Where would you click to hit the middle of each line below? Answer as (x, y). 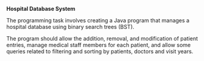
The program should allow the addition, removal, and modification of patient (102, 38)
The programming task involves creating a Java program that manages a (98, 20)
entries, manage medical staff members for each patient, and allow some (99, 45)
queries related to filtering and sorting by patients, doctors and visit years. (100, 51)
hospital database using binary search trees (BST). (70, 27)
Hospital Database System (41, 9)
